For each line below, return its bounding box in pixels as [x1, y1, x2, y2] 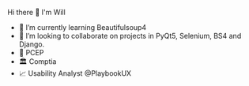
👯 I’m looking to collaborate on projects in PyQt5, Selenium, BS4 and [18, 32, 242, 40]
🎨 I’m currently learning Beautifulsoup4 [18, 23, 147, 32]
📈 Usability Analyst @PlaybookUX [18, 69, 132, 78]
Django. [18, 39, 45, 49]
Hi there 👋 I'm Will [7, 8, 66, 17]
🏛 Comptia [18, 57, 57, 66]
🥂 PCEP [18, 48, 44, 57]
